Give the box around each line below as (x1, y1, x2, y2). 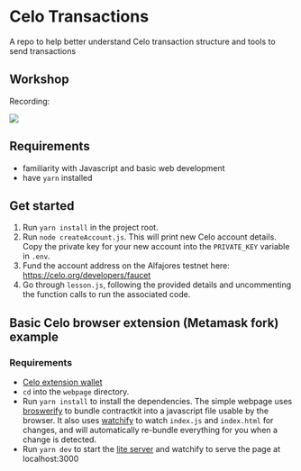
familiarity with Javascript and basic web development (22, 162, 225, 173)
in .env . (22, 250, 51, 262)
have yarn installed (22, 172, 93, 183)
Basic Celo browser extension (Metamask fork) (9, 315, 279, 331)
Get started (9, 198, 75, 213)
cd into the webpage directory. (22, 386, 130, 397)
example (9, 329, 59, 344)
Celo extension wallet (22, 376, 103, 388)
